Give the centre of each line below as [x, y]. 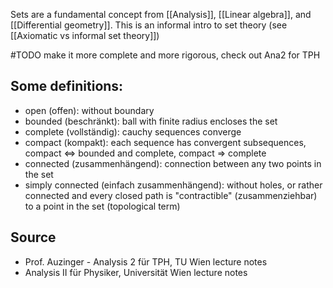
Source [33, 237]
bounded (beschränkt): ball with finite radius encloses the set [151, 121]
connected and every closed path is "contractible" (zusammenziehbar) [171, 195]
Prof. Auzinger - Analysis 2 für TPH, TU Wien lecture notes [146, 261]
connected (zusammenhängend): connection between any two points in [173, 163]
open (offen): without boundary [89, 110]
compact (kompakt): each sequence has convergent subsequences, [165, 142]
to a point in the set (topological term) [102, 206]
